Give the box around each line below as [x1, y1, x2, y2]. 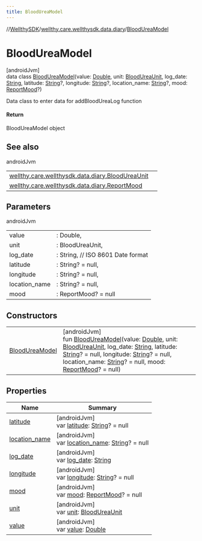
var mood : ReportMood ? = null [56, 490, 142, 499]
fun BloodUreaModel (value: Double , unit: [63, 335, 179, 343]
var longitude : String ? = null [56, 474, 134, 482]
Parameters [6, 201, 51, 211]
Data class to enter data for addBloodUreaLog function [6, 97, 142, 104]
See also [6, 142, 39, 152]
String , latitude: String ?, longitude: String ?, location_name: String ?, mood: [6, 79, 188, 86]
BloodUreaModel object [6, 124, 65, 131]
